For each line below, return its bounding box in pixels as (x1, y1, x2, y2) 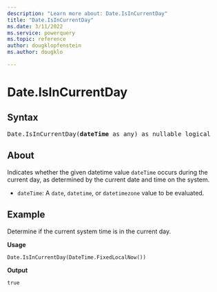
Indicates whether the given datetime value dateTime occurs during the (7, 168, 208, 176)
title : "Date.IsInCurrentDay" (7, 17, 94, 23)
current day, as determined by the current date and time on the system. (7, 175, 210, 184)
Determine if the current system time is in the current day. (7, 227, 171, 235)
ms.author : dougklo (7, 49, 63, 56)
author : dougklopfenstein (7, 42, 81, 49)
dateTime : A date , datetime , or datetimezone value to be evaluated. (17, 188, 205, 197)
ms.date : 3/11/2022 (7, 23, 63, 30)
